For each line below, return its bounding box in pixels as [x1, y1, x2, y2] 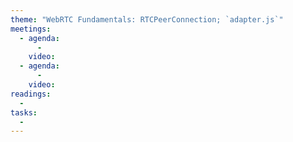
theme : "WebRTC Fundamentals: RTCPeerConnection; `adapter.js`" [10, 14, 284, 25]
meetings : [10, 24, 52, 34]
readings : [10, 89, 52, 99]
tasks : [10, 107, 38, 118]
